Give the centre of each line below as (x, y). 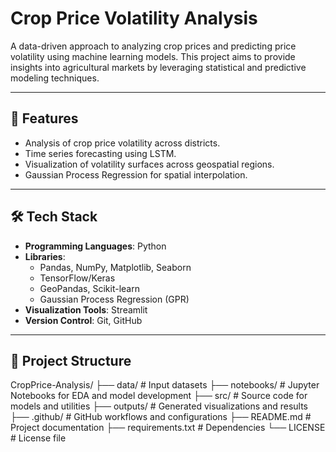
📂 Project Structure (71, 360)
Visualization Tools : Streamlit (86, 309)
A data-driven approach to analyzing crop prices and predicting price (153, 46)
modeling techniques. (55, 78)
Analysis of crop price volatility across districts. (122, 143)
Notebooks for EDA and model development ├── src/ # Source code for (159, 396)
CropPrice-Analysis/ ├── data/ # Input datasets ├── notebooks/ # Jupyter (165, 385)
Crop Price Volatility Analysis (134, 18)
